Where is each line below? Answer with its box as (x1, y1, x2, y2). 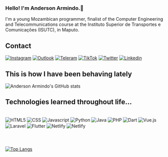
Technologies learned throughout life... (5, 98, 132, 106)
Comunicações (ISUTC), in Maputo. (5, 27, 80, 33)
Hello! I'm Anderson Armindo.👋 (5, 5, 84, 12)
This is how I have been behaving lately (5, 69, 132, 78)
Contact (5, 42, 31, 50)
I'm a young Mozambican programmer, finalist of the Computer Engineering (5, 16, 163, 22)
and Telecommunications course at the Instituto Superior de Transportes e (5, 21, 161, 27)
